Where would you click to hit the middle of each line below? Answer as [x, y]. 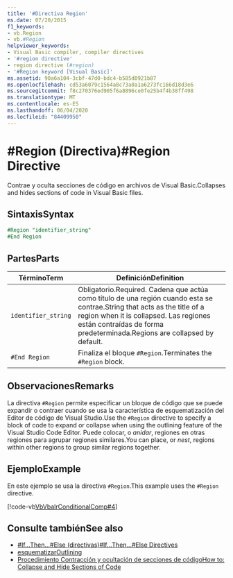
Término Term [41, 278]
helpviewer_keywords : [38, 46]
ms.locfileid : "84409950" [44, 117]
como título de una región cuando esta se [145, 298]
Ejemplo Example [44, 469]
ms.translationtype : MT [42, 98]
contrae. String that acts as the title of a [141, 307]
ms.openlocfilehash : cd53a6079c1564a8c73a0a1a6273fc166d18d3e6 [101, 85]
